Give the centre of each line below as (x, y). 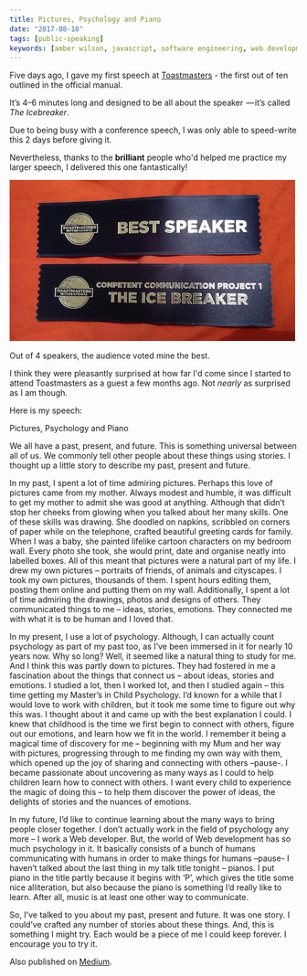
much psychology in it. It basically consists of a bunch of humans (132, 849)
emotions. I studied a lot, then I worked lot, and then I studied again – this (147, 685)
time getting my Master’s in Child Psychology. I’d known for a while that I (146, 695)
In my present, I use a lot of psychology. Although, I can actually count (142, 637)
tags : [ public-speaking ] (57, 38)
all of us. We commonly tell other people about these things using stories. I (150, 456)
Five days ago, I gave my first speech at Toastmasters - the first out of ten (149, 75)
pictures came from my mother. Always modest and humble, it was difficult (150, 493)
